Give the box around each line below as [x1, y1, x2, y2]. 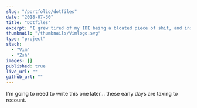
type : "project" [6, 36, 46, 42]
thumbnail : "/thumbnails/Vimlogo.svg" [6, 31, 101, 36]
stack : [6, 42, 22, 48]
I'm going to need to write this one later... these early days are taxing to [6, 90, 178, 97]
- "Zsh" [11, 52, 30, 58]
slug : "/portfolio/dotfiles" [6, 8, 77, 15]
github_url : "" [6, 74, 43, 80]
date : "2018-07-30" [6, 14, 54, 20]
